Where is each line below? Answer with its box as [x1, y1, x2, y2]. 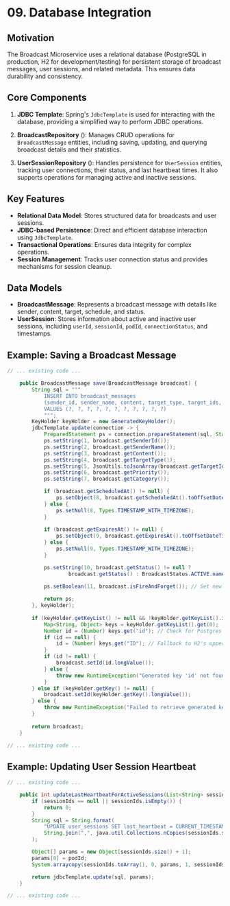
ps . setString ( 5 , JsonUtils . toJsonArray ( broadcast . [43, 463, 192, 470]
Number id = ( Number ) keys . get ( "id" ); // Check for [43, 628, 194, 634]
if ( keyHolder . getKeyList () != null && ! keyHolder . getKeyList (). [31, 615, 222, 621]
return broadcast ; [31, 723, 84, 730]
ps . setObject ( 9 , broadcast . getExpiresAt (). [55, 533, 183, 540]
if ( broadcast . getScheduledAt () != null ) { [43, 488, 170, 495]
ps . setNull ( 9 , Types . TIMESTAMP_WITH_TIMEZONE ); [55, 545, 194, 552]
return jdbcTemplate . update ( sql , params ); [31, 873, 155, 881]
